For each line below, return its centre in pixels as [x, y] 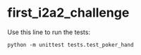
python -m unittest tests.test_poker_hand [70, 45]
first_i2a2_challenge [68, 13]
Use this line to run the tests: [49, 32]
